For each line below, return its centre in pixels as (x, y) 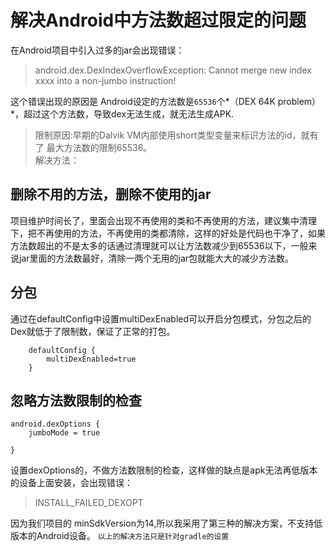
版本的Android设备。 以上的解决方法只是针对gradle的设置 (120, 536)
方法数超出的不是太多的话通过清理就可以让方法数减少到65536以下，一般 (159, 245)
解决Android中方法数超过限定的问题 (158, 20)
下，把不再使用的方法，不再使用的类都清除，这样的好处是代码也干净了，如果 (168, 233)
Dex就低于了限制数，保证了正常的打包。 (93, 331)
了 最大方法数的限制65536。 (93, 147)
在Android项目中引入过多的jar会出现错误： (97, 50)
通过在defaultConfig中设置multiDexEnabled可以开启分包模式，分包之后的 (161, 318)
